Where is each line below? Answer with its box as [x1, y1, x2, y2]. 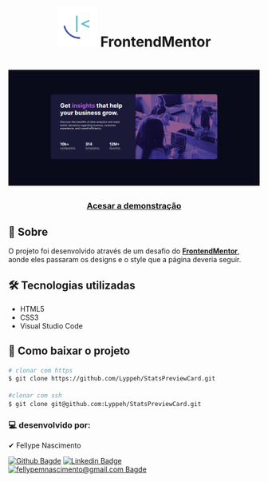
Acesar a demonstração [86, 201, 182, 212]
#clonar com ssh [8, 392, 62, 400]
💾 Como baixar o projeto [8, 345, 130, 358]
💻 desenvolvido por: [8, 419, 91, 430]
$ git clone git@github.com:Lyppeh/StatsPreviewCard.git [8, 400, 202, 408]
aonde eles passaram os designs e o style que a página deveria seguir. [8, 254, 242, 264]
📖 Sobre [8, 225, 49, 238]
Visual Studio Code [19, 321, 84, 330]
